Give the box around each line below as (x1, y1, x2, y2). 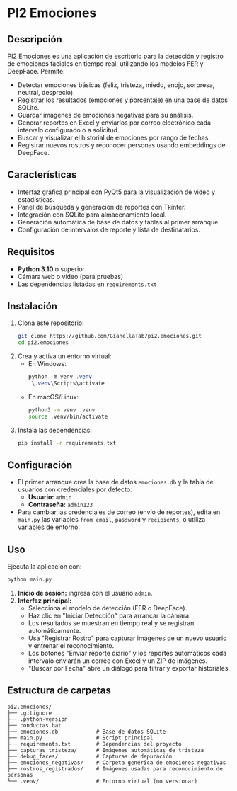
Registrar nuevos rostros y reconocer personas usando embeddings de (17, 141, 226, 149)
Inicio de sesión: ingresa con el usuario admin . (17, 589, 153, 598)
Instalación (7, 300, 58, 312)
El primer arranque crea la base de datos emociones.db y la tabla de (17, 478, 214, 486)
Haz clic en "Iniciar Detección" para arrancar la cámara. (28, 611, 191, 620)
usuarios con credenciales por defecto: (17, 485, 132, 494)
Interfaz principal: (17, 596, 72, 605)
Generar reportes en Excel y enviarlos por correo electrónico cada (17, 118, 211, 127)
